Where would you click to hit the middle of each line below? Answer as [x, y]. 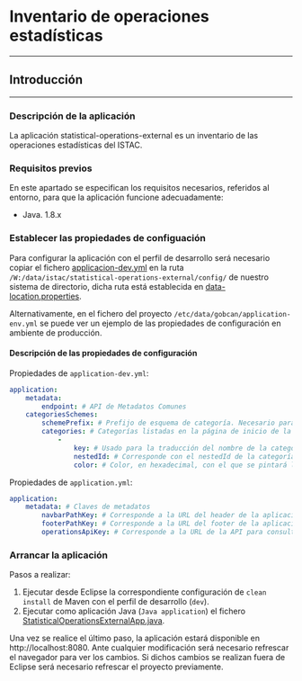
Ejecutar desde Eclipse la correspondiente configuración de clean [144, 592]
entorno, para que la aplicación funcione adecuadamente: [116, 197]
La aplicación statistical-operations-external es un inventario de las [134, 136]
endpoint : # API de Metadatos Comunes [114, 407]
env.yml [24, 324]
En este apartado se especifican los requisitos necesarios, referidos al [139, 188]
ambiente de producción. [56, 332]
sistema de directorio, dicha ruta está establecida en [107, 286]
